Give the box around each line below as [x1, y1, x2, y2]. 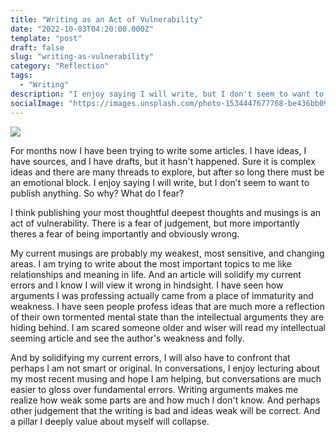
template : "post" [10, 33, 83, 43]
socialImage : [10, 98, 65, 108]
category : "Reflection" [10, 61, 110, 71]
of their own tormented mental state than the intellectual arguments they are [10, 311, 325, 323]
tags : [10, 71, 33, 81]
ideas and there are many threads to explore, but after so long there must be [10, 166, 325, 178]
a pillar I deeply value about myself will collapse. [10, 415, 210, 427]
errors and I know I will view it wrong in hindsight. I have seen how [10, 279, 284, 291]
